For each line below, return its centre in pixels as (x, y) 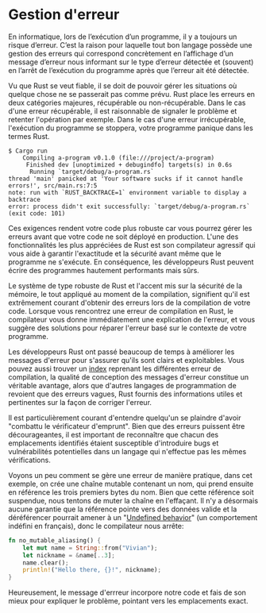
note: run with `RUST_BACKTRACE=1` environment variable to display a (127, 192)
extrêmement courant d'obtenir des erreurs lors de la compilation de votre (129, 303)
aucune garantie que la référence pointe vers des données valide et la (123, 509)
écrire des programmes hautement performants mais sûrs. (104, 270)
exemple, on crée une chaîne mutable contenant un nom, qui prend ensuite (131, 484)
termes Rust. (29, 136)
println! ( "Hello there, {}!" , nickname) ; (92, 570)
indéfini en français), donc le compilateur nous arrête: (96, 526)
